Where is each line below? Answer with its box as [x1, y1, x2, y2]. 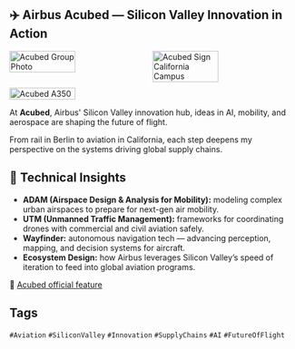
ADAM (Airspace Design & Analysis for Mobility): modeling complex [22, 194, 283, 205]
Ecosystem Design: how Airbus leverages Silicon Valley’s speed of [22, 252, 274, 263]
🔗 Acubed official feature [9, 279, 103, 290]
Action [9, 26, 48, 42]
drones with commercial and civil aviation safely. [22, 223, 204, 234]
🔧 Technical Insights [9, 170, 127, 186]
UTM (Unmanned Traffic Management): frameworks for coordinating [22, 213, 284, 224]
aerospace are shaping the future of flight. [9, 116, 168, 127]
